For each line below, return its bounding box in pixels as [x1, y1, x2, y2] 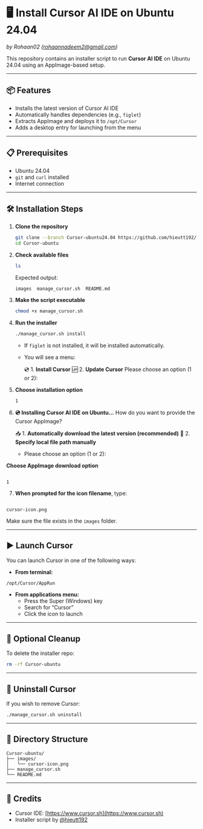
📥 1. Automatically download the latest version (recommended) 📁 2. [14, 429, 190, 437]
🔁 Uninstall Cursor [6, 684, 77, 694]
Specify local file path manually [14, 438, 97, 446]
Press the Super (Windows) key [24, 597, 103, 605]
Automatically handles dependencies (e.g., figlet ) [14, 111, 141, 118]
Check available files [14, 251, 69, 259]
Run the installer [14, 319, 57, 326]
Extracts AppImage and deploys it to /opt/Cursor [14, 117, 137, 124]
